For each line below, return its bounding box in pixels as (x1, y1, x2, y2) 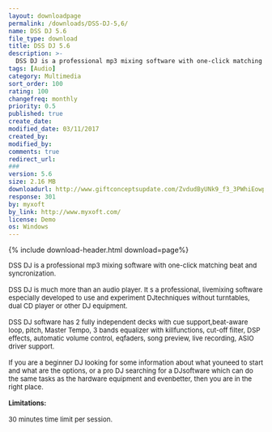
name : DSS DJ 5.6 (8, 27, 67, 35)
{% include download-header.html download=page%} (8, 245, 189, 255)
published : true (8, 110, 63, 118)
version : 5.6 (8, 170, 53, 178)
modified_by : (8, 139, 53, 148)
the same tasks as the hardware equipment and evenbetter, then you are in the (8, 374, 253, 383)
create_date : (8, 118, 53, 126)
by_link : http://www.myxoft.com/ (8, 207, 121, 216)
